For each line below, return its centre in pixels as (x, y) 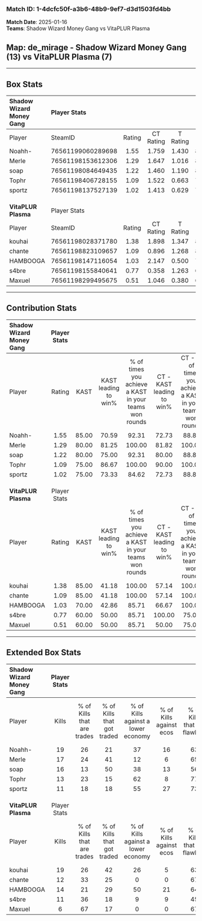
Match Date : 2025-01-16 (37, 22)
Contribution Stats (41, 308)
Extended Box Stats (44, 652)
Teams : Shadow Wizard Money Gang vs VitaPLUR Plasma (78, 28)
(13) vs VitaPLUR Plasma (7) (59, 57)
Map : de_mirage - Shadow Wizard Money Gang (96, 47)
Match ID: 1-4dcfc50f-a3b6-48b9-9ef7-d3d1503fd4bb (89, 9)
